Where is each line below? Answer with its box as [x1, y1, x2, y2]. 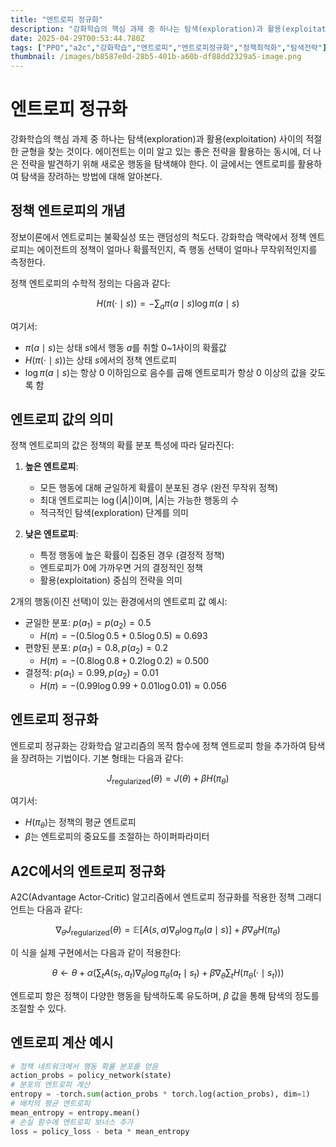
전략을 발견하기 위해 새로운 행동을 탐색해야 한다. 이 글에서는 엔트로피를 [20, 158, 296, 170]
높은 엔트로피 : [24, 461, 79, 473]
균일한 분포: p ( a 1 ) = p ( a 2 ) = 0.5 [24, 617, 152, 631]
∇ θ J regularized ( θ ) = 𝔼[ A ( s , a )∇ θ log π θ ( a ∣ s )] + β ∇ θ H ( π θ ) [55, 924, 281, 938]
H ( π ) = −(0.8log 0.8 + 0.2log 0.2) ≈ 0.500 [39, 655, 210, 667]
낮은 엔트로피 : [24, 528, 79, 540]
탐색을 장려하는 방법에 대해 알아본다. [20, 171, 163, 183]
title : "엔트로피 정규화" [10, 14, 104, 25]
